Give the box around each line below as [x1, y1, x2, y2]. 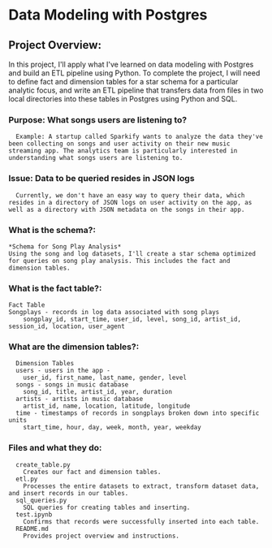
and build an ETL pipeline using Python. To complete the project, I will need [8, 68, 261, 78]
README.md [15, 524, 49, 533]
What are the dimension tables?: [8, 341, 140, 352]
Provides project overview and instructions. [23, 532, 180, 540]
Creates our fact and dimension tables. [23, 468, 162, 476]
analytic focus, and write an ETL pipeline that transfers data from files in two [8, 85, 264, 95]
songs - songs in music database [15, 381, 129, 389]
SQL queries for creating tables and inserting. [23, 503, 191, 511]
